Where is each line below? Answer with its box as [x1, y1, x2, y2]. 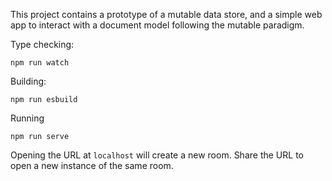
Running [10, 112, 45, 124]
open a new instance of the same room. [10, 160, 174, 171]
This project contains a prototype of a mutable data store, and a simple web [10, 9, 323, 20]
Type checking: [10, 39, 75, 50]
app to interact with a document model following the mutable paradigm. [10, 19, 305, 31]
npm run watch [10, 58, 70, 68]
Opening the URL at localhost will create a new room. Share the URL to [10, 149, 304, 161]
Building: [10, 75, 47, 87]
